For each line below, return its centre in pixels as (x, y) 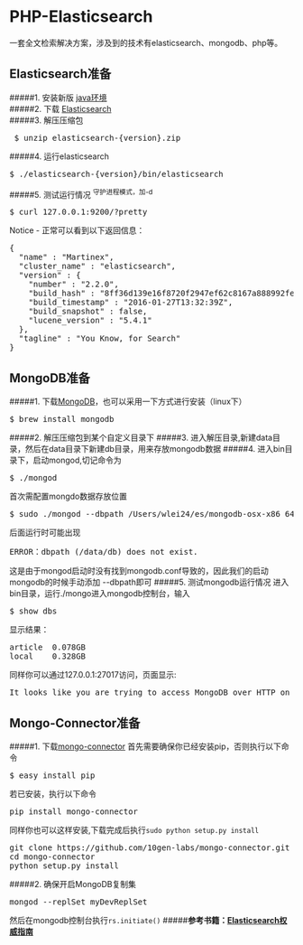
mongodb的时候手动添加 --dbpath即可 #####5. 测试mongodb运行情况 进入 (149, 582)
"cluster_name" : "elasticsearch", (97, 267)
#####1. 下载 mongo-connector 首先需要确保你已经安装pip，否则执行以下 (146, 746)
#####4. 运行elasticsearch (60, 156)
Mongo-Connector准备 (75, 723)
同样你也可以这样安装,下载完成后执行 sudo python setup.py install (134, 830)
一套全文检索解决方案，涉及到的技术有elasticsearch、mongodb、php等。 (146, 42)
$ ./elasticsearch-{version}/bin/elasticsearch (116, 174)
